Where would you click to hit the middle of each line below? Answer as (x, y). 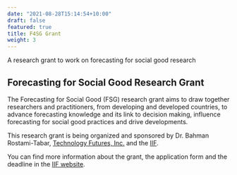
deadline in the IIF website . (47, 164)
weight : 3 (22, 40)
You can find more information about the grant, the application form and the (117, 157)
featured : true (30, 27)
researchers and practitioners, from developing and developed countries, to (117, 107)
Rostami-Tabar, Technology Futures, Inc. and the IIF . (83, 143)
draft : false (26, 20)
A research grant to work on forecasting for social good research (102, 60)
